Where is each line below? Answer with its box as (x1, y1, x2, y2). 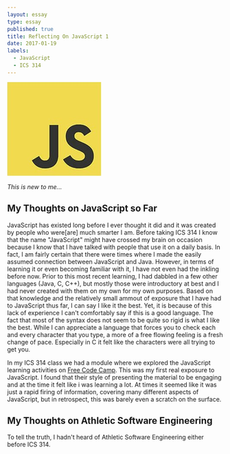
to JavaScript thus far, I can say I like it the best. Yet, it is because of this (7, 301, 212, 310)
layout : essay (7, 11, 48, 18)
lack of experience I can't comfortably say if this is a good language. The (7, 308, 214, 316)
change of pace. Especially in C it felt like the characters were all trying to (7, 338, 216, 346)
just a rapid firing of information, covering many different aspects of (7, 387, 199, 396)
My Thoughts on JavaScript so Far (7, 203, 158, 215)
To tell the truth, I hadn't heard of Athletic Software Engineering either (7, 433, 205, 442)
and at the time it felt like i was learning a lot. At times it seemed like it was (7, 380, 218, 389)
